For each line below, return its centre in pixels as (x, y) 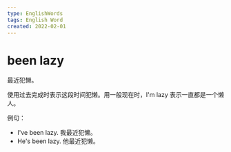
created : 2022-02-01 (37, 26)
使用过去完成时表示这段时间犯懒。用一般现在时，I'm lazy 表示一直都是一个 (113, 95)
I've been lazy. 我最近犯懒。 (57, 133)
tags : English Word (35, 20)
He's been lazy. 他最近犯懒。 (58, 141)
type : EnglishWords (35, 13)
